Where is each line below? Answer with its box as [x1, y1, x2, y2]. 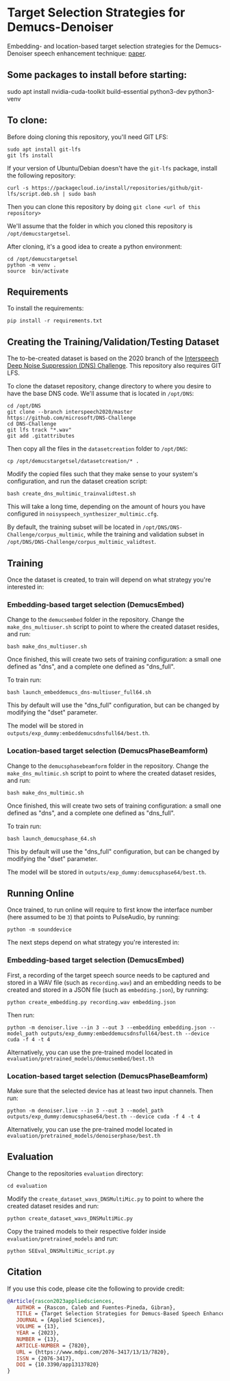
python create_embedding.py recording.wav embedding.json [7, 999, 176, 1006]
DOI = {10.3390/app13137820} [16, 1361, 99, 1368]
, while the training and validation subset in [83, 530, 205, 538]
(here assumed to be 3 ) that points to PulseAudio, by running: [7, 913, 180, 921]
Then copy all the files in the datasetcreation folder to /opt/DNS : [7, 445, 188, 453]
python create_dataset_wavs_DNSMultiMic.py [7, 1215, 133, 1222]
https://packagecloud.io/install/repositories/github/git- [31, 184, 204, 191]
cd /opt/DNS [7, 403, 41, 410]
